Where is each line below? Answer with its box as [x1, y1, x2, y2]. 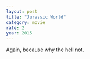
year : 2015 [6, 30, 33, 36]
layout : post [6, 8, 38, 15]
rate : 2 [6, 25, 25, 31]
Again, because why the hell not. [6, 46, 84, 53]
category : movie [6, 19, 45, 25]
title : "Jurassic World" [6, 14, 66, 20]
